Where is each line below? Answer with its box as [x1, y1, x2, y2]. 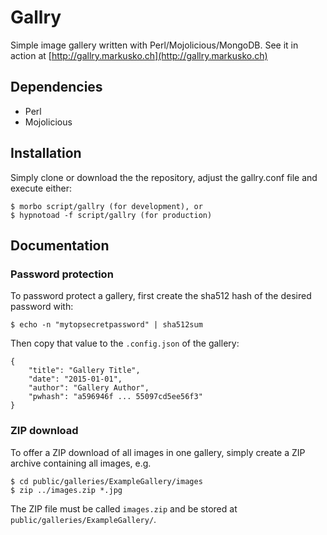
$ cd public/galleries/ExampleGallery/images [10, 476, 203, 486]
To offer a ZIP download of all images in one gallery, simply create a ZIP [10, 446, 306, 458]
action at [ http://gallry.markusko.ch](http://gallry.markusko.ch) [10, 49, 268, 61]
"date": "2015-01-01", [28, 374, 123, 385]
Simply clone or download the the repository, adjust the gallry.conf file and [10, 171, 318, 183]
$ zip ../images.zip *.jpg [10, 485, 123, 495]
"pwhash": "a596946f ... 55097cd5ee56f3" [28, 392, 203, 402]
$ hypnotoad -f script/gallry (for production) [10, 210, 213, 220]
